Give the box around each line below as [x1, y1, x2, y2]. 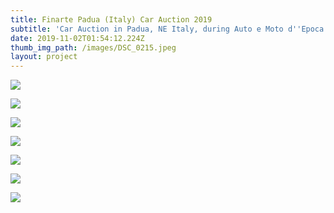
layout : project [10, 52, 78, 62]
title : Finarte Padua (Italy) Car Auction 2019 [10, 14, 213, 25]
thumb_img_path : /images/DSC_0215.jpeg [10, 42, 177, 53]
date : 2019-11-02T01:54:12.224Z [10, 33, 145, 43]
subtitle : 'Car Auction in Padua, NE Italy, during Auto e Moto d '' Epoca [10, 24, 325, 34]
